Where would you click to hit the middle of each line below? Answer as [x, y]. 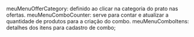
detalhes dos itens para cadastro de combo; [61, 27]
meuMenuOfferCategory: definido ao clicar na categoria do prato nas [92, 9]
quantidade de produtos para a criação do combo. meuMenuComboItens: [98, 21]
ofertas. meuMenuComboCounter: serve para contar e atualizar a [87, 15]
